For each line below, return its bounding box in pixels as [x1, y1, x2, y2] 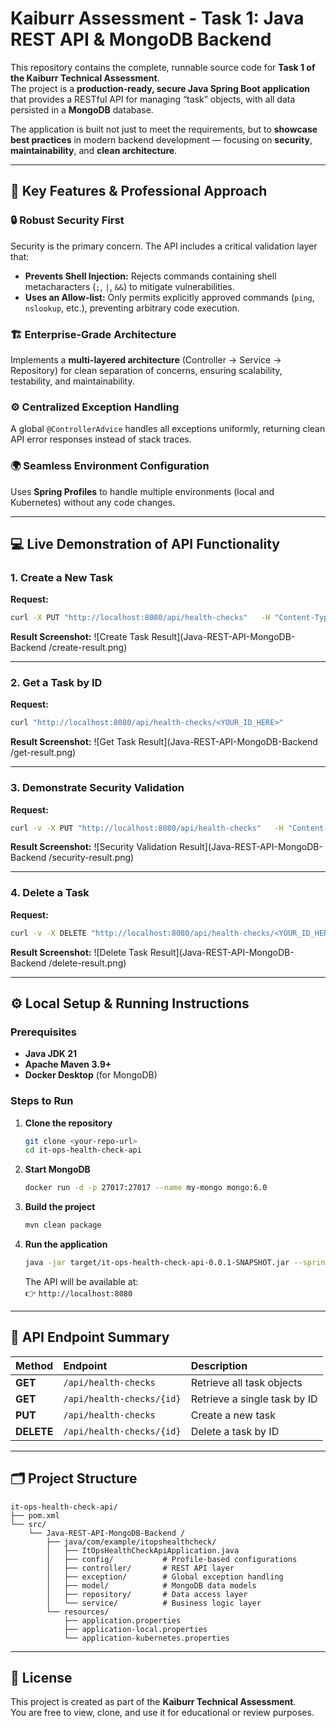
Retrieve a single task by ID [190, 1392, 318, 1406]
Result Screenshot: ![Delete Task [10, 946, 148, 958]
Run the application [24, 1238, 108, 1251]
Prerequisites [10, 1025, 77, 1039]
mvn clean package [24, 1220, 102, 1231]
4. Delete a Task [10, 886, 90, 900]
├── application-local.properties [63, 1624, 208, 1634]
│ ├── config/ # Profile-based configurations [46, 1554, 298, 1564]
